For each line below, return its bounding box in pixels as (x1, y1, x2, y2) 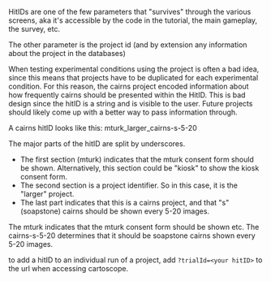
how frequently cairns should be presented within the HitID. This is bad (8, 90, 246, 100)
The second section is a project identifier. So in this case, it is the (19, 180, 238, 190)
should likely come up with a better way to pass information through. (8, 107, 238, 117)
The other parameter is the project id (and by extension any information (8, 40, 247, 50)
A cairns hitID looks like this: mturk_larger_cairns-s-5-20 (8, 123, 197, 132)
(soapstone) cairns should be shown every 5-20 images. (19, 206, 209, 216)
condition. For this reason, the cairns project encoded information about (8, 81, 249, 91)
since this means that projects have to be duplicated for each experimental (8, 73, 259, 82)
